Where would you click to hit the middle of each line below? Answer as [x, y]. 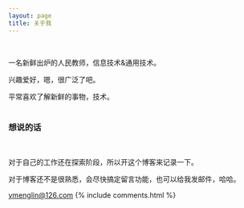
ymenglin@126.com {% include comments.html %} [92, 195]
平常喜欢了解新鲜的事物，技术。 [61, 96]
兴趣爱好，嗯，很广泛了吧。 [54, 79]
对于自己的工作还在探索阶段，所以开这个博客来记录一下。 [103, 162]
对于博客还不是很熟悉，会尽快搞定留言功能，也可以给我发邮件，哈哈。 [124, 179]
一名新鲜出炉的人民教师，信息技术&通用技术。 [85, 62]
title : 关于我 [30, 23]
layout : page [30, 16]
